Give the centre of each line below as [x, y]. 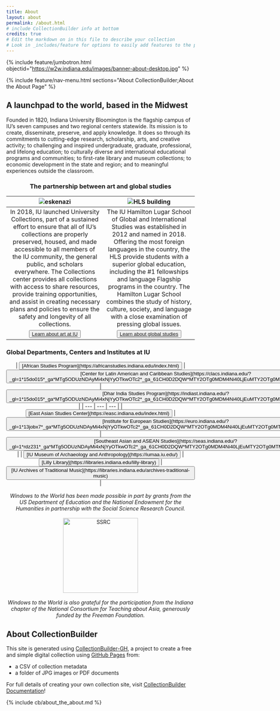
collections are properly [55, 234]
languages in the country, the [149, 249]
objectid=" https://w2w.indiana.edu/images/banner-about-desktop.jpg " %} [98, 68]
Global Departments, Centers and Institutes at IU [78, 352]
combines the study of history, [149, 301]
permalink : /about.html [36, 23]
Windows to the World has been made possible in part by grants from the [101, 496]
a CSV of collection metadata [51, 667]
